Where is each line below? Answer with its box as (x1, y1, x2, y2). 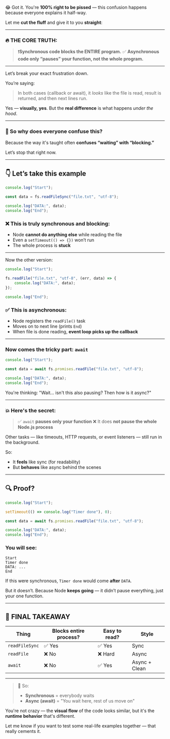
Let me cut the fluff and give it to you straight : (5, 20, 103, 25)
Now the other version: (5, 257, 53, 263)
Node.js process (17, 424, 53, 430)
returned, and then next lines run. (17, 96, 88, 102)
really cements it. (5, 728, 41, 734)
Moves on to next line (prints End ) (12, 323, 82, 329)
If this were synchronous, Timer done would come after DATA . (5, 578, 132, 584)
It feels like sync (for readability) (12, 459, 81, 465)
